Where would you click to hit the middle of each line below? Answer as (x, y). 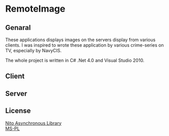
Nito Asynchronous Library (34, 123)
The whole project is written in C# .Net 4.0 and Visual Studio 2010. (75, 60)
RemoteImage (35, 9)
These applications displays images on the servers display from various (80, 40)
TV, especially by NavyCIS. (34, 50)
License (18, 111)
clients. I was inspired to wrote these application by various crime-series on (84, 45)
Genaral (18, 28)
